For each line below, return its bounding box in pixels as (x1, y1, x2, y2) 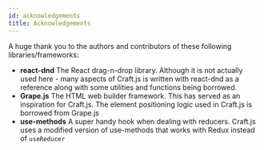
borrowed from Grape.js (19, 107, 100, 117)
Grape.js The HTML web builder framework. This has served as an (19, 91, 241, 100)
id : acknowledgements (8, 11, 81, 20)
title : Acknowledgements (8, 19, 91, 27)
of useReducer (19, 133, 66, 143)
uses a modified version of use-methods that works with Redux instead (19, 125, 255, 135)
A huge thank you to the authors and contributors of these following (8, 41, 232, 51)
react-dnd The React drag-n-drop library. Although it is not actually (19, 65, 243, 75)
